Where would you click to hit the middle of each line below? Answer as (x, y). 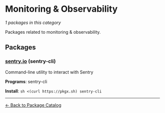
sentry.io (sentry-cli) (30, 61)
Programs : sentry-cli (26, 81)
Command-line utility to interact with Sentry (49, 72)
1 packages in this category (33, 23)
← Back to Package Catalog (33, 105)
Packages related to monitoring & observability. (53, 32)
